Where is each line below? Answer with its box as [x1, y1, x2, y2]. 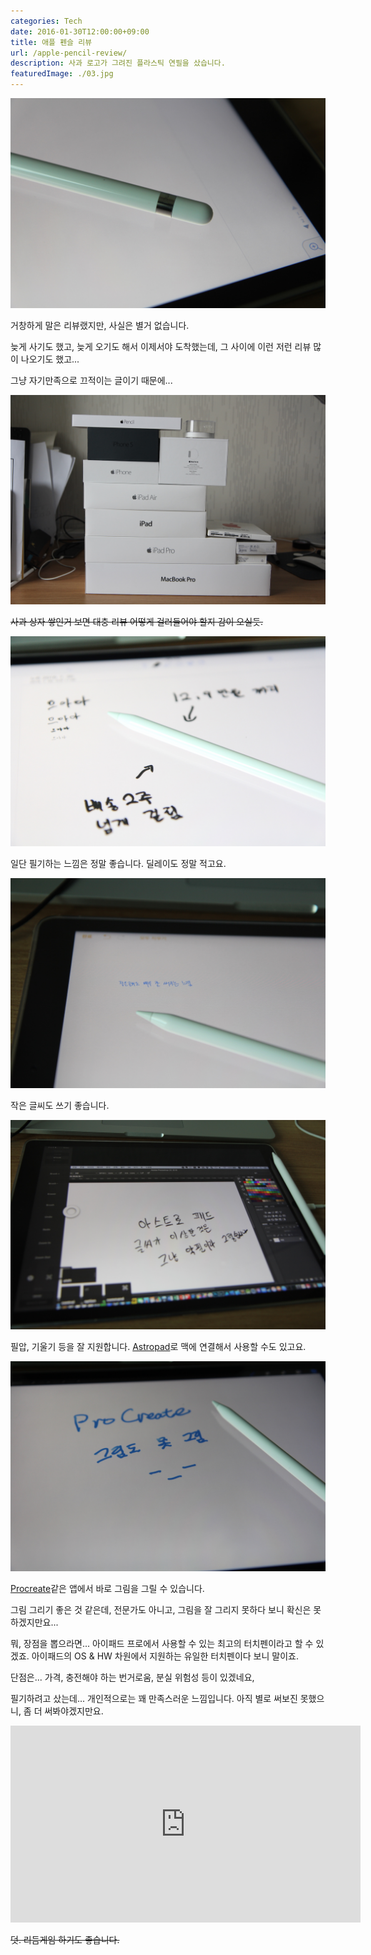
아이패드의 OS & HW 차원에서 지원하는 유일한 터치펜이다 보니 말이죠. [31, 1650, 299, 1662]
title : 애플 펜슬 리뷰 [10, 37, 93, 47]
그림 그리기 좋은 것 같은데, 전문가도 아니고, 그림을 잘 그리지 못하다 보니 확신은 [10, 1604, 312, 1616]
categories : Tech [10, 16, 83, 26]
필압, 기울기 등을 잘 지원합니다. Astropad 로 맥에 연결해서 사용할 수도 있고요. [10, 1341, 307, 1353]
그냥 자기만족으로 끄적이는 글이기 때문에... [10, 374, 173, 386]
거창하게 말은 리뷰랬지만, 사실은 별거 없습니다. [10, 319, 190, 331]
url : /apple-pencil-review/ [10, 48, 128, 58]
